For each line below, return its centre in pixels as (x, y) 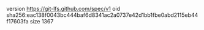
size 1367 (42, 21)
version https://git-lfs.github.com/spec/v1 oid (63, 9)
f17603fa (17, 21)
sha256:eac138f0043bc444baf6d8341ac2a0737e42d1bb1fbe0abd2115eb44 (102, 15)
